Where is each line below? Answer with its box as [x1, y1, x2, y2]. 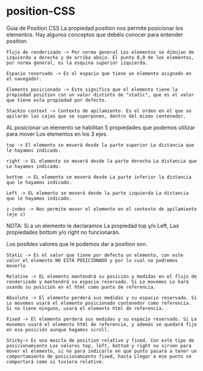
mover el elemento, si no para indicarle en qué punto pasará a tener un [6, 348, 198, 354]
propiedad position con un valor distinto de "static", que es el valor [6, 91, 194, 98]
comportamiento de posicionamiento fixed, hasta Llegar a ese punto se [6, 353, 191, 359]
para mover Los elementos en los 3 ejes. [6, 130, 108, 138]
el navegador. [6, 76, 43, 82]
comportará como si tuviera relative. [6, 358, 105, 365]
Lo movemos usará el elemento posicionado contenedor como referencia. [6, 300, 191, 306]
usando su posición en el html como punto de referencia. [6, 284, 156, 290]
